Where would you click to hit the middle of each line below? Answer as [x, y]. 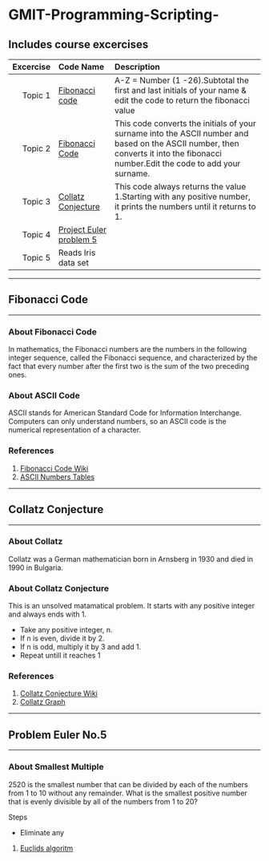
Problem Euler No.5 [58, 735]
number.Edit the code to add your [178, 164]
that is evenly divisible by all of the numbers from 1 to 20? [103, 801]
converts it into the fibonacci [169, 154]
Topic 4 [36, 234]
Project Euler [82, 230]
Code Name [82, 67]
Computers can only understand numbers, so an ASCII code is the [117, 422]
